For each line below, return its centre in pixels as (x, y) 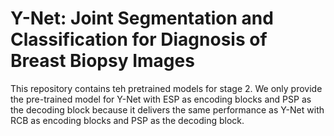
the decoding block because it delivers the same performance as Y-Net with (167, 109)
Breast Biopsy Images (102, 61)
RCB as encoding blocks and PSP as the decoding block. (127, 120)
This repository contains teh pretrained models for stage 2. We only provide (166, 88)
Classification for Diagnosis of (139, 39)
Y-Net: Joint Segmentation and (142, 18)
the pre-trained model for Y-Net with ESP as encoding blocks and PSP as (161, 99)
